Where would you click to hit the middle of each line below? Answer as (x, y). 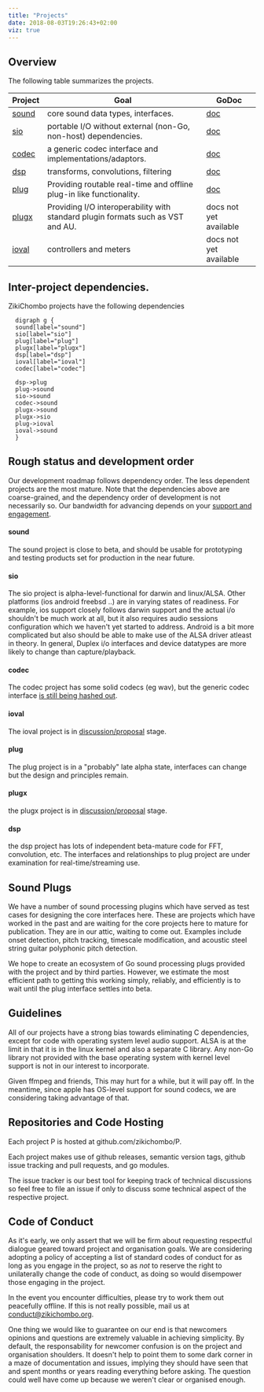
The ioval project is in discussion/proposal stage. (88, 731)
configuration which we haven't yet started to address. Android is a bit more (131, 627)
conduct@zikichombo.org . (51, 1314)
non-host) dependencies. (95, 136)
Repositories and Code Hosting (86, 1122)
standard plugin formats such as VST (115, 217)
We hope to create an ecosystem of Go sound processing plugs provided (126, 964)
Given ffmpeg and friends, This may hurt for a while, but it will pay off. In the (131, 1081)
